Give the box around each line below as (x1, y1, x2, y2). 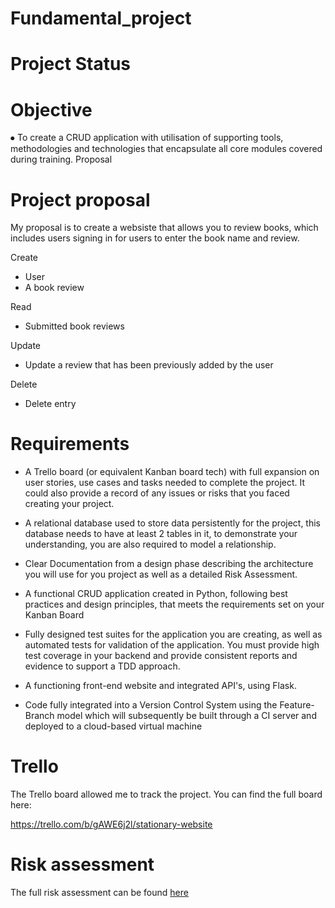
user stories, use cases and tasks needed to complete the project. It (24, 477, 306, 489)
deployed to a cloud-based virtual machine (24, 720, 203, 732)
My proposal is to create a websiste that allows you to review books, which (10, 222, 319, 234)
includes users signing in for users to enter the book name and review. (10, 232, 300, 244)
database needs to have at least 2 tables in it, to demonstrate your (24, 528, 298, 540)
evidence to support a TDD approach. (24, 660, 181, 672)
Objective (10, 98, 93, 121)
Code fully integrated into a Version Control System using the (24, 699, 278, 711)
